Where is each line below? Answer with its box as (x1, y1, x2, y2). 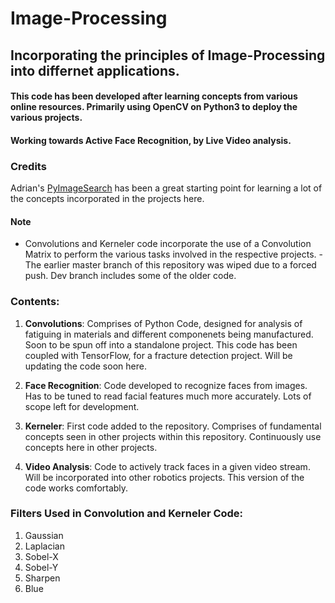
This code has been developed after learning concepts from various (10, 90, 298, 102)
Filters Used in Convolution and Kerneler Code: (10, 507, 244, 521)
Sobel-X (24, 550, 59, 562)
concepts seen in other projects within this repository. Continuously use (24, 430, 322, 442)
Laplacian (24, 540, 65, 552)
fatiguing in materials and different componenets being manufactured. (24, 328, 314, 340)
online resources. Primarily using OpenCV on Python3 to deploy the (10, 101, 298, 113)
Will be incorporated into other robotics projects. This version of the (24, 471, 305, 483)
